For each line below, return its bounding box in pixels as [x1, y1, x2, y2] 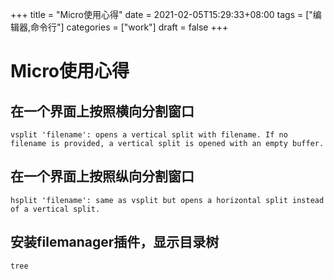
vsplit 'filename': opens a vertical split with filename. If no [10, 130, 288, 140]
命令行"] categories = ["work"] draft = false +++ [30, 21, 229, 33]
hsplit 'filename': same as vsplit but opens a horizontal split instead [10, 195, 325, 205]
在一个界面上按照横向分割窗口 [10, 103, 195, 120]
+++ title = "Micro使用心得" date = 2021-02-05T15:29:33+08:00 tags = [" [10, 9, 313, 20]
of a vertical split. [10, 204, 101, 214]
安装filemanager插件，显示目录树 [10, 234, 220, 251]
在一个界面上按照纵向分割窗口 [10, 168, 195, 185]
